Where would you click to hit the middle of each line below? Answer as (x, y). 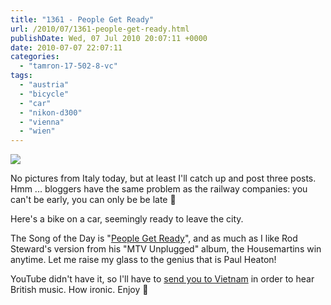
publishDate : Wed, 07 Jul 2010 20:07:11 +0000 (109, 38)
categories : (35, 57)
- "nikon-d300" (51, 112)
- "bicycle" (44, 94)
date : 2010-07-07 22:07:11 (66, 47)
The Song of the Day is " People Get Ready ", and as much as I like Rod (154, 238)
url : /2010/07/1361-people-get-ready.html (100, 29)
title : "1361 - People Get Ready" (82, 19)
